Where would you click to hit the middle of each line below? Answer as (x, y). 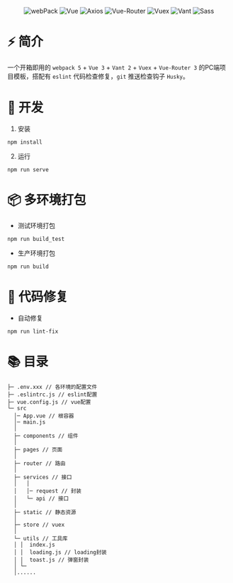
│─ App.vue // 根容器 (44, 416)
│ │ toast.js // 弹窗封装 (51, 560)
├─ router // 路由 (40, 463)
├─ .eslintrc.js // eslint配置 (52, 395)
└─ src (17, 408)
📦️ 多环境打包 (47, 200)
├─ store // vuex (39, 525)
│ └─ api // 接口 (41, 498)
